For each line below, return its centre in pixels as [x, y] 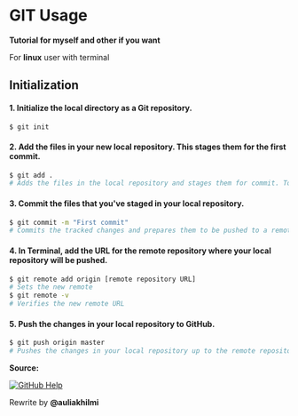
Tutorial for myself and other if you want [85, 40]
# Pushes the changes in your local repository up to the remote [132, 351]
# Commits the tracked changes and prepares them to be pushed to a [138, 231]
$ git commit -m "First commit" [69, 222]
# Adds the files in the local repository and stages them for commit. [144, 183]
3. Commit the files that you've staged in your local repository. [127, 203]
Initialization [44, 85]
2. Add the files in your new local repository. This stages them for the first [148, 147]
